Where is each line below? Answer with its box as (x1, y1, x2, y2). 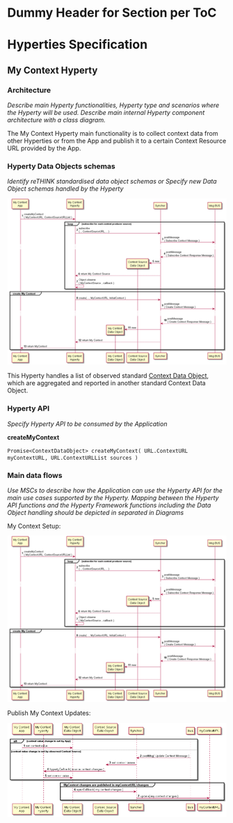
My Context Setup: (7, 522, 61, 530)
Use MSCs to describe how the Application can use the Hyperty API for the (7, 486, 223, 495)
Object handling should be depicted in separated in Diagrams (7, 508, 184, 516)
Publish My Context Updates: (7, 708, 91, 717)
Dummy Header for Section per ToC (7, 5, 217, 21)
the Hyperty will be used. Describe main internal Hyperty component (7, 109, 205, 117)
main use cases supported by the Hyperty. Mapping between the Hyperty (7, 493, 219, 502)
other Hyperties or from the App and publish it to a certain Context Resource (7, 137, 227, 145)
